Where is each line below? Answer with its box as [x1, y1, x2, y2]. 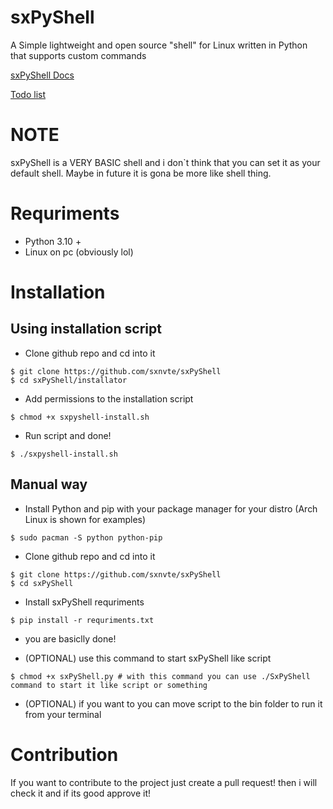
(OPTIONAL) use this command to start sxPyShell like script [24, 652, 272, 664]
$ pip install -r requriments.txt [10, 615, 155, 625]
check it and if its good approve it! [10, 787, 152, 799]
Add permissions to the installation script [24, 392, 194, 405]
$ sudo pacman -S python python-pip [10, 532, 163, 543]
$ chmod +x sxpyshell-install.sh [10, 412, 150, 422]
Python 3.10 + [24, 235, 82, 247]
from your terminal [24, 708, 102, 720]
